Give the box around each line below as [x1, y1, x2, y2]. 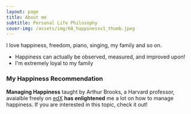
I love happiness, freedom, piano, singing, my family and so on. [6, 42, 162, 49]
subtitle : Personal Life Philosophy [6, 20, 98, 26]
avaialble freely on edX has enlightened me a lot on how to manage [6, 94, 174, 101]
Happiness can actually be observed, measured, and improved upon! [14, 53, 186, 60]
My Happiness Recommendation [6, 75, 104, 83]
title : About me [6, 14, 47, 20]
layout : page [6, 8, 39, 15]
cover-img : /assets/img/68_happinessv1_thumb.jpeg [6, 25, 135, 32]
